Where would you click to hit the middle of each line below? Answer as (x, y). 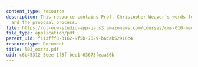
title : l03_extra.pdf (33, 50)
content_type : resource (35, 11)
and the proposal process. (44, 22)
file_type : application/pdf (41, 33)
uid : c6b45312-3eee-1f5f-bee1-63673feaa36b (60, 55)
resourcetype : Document (35, 44)
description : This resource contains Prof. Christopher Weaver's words (96, 17)
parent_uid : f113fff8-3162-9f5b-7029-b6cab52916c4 (70, 38)
